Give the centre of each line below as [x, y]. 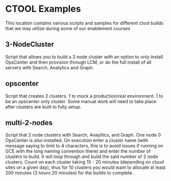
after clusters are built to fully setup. [43, 107]
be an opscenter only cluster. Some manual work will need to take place [81, 101]
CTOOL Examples [43, 9]
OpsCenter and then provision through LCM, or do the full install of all [78, 62]
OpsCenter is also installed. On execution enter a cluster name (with [77, 140]
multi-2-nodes [29, 123]
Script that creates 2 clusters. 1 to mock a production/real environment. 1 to [84, 96]
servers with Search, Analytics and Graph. [50, 67]
